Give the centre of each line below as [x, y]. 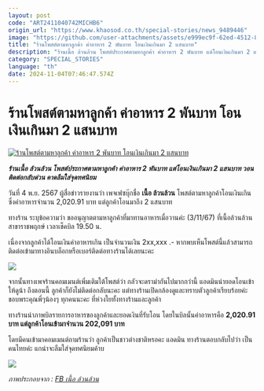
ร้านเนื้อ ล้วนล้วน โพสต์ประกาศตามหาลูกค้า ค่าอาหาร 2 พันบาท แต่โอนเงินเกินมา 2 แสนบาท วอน [131, 168]
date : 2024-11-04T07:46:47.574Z [61, 74]
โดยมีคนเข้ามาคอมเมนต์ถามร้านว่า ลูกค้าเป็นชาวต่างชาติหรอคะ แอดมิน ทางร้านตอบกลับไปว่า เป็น [130, 339]
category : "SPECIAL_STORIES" [56, 60]
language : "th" [33, 67]
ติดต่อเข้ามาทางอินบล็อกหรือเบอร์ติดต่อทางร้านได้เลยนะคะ [81, 251]
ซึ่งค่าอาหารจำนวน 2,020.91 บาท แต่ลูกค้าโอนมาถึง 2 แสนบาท [90, 201]
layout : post [29, 15]
